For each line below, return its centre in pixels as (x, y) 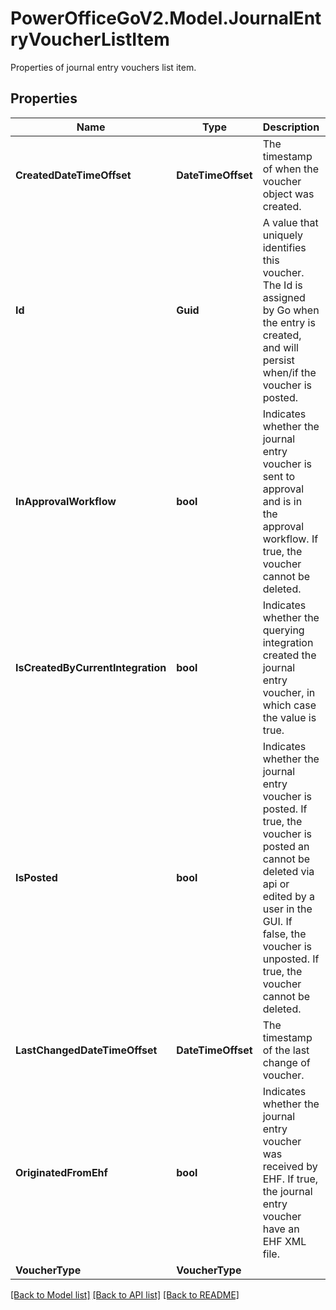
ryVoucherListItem (90, 39)
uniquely (282, 235)
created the (289, 655)
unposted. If (291, 959)
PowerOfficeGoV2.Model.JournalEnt (166, 18)
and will (280, 347)
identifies (284, 247)
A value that (290, 222)
